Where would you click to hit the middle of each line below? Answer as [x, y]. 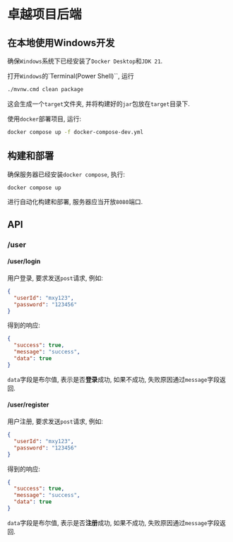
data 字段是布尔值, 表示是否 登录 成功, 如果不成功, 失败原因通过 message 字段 [114, 379]
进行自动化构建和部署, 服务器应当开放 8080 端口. [75, 202]
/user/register [28, 405]
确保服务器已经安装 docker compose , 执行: [66, 174]
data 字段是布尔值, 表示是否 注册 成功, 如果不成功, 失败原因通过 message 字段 [114, 522]
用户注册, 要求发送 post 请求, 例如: [55, 421]
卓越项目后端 [45, 14]
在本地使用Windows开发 [61, 43]
